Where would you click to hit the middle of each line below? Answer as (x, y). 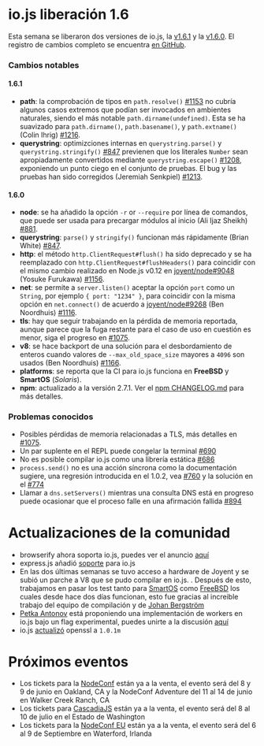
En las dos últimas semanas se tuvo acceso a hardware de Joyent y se (134, 571)
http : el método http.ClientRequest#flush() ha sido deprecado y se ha (136, 254)
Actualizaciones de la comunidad (119, 533)
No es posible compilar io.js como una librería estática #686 (117, 459)
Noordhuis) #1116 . (48, 313)
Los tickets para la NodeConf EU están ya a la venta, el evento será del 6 (138, 726)
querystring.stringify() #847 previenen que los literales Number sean (134, 152)
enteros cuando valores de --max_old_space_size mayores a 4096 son (132, 354)
